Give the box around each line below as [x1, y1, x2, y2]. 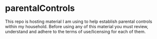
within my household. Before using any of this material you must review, [5, 23, 149, 29]
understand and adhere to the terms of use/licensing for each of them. [5, 29, 146, 34]
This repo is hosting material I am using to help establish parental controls [5, 19, 153, 24]
